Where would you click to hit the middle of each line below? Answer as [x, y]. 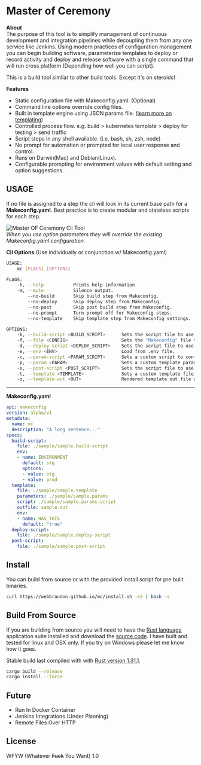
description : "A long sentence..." [56, 429]
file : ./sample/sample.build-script [63, 446]
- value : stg [38, 474]
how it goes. [22, 649]
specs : [14, 435]
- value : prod [40, 480]
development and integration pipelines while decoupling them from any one [99, 40]
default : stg [38, 463]
